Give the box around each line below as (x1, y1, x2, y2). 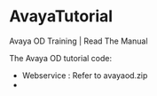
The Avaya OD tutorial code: (9, 52, 113, 63)
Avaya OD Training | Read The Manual (9, 36, 148, 46)
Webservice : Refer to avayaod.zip (21, 69, 148, 81)
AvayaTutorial (9, 6, 114, 27)
